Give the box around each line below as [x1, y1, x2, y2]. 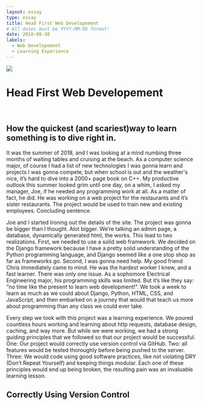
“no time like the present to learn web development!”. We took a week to [6, 283, 187, 290]
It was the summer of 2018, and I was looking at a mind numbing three [6, 149, 182, 156]
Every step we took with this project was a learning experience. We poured [6, 314, 194, 321]
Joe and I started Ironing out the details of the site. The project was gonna [6, 219, 191, 226]
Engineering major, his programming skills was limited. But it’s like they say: [6, 276, 194, 284]
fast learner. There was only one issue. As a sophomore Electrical [6, 270, 170, 278]
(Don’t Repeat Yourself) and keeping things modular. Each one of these [6, 359, 184, 367]
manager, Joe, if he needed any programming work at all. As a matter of [6, 187, 186, 195]
